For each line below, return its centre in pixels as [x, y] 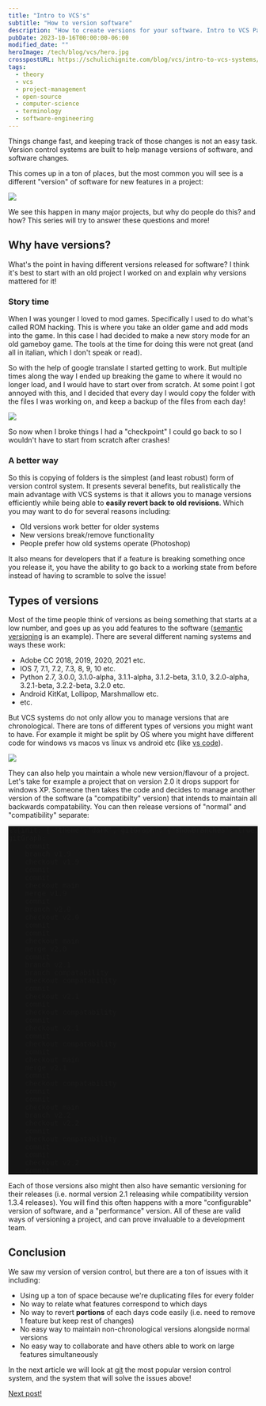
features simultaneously [59, 1354]
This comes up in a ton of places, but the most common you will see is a [126, 173]
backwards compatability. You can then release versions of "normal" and [127, 807]
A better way [34, 460]
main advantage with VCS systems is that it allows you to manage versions [130, 495]
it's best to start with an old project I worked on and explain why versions [127, 272]
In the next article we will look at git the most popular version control [120, 1370]
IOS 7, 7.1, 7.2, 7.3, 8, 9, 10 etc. [68, 669]
